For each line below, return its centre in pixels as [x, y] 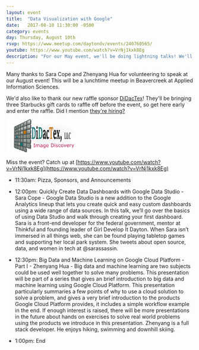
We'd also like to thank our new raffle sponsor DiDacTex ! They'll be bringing [99, 98]
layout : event [24, 12]
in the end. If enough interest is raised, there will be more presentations [102, 310]
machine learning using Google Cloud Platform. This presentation [95, 285]
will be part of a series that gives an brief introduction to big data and [99, 279]
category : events [28, 31]
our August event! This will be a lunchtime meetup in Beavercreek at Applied [99, 80]
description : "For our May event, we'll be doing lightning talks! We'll [99, 56]
